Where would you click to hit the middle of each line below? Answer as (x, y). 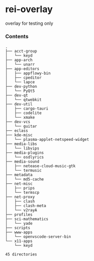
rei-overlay (29, 9)
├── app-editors (22, 69)
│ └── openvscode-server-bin (38, 237)
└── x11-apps (19, 241)
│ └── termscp (22, 193)
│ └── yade (19, 224)
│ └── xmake (20, 118)
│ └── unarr (20, 65)
